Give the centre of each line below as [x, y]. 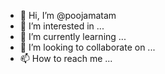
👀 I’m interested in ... [62, 26]
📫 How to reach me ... [66, 58]
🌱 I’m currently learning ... [73, 36]
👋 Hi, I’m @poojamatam [68, 15]
